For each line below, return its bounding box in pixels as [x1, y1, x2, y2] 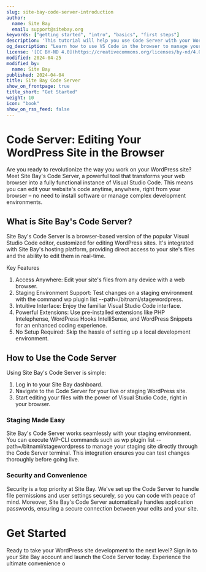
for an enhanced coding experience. [15, 322, 107, 329]
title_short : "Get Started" [6, 89, 78, 95]
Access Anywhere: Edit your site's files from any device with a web [15, 276, 185, 283]
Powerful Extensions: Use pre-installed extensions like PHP [15, 308, 166, 316]
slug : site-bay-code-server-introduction [6, 9, 114, 15]
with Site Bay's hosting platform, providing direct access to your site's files [6, 246, 195, 253]
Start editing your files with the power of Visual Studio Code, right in [15, 394, 188, 401]
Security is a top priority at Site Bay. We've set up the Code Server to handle [6, 485, 199, 492]
